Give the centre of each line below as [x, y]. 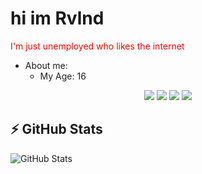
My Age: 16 [63, 76]
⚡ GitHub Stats [56, 129]
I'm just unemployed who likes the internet [97, 46]
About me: [46, 65]
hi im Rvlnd [57, 18]
